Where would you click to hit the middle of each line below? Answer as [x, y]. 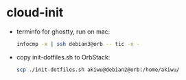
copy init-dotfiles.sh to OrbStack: [63, 57]
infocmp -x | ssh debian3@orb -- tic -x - [78, 44]
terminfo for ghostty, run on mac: [63, 31]
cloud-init [35, 13]
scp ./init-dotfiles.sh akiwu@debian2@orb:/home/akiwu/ [98, 70]
